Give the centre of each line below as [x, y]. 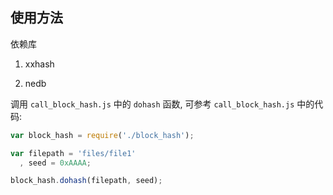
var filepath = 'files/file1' [73, 153]
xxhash [39, 64]
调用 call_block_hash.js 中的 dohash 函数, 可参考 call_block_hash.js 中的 [162, 104]
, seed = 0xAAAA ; [55, 163]
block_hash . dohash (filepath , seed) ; [86, 181]
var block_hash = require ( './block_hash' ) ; [102, 135]
